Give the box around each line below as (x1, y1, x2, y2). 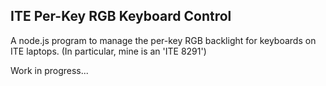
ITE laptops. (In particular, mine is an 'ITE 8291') (10, 45, 207, 57)
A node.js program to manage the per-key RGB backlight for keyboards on (10, 34, 317, 46)
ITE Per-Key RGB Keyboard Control (10, 8, 232, 25)
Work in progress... (10, 64, 89, 76)
